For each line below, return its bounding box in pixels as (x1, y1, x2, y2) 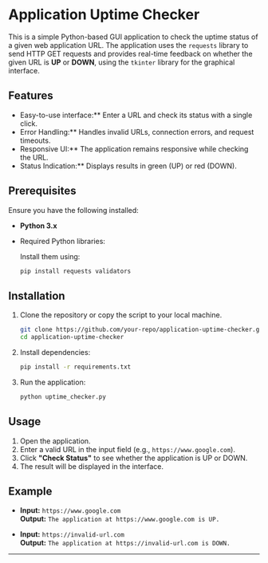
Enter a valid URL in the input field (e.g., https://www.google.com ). (19, 444, 235, 454)
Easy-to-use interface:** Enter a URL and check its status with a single (19, 110, 253, 120)
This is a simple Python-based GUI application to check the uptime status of (8, 32, 258, 41)
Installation (8, 289, 65, 302)
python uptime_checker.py (19, 392, 106, 400)
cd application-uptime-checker (19, 333, 124, 341)
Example (8, 484, 53, 498)
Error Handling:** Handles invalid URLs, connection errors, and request (19, 127, 254, 136)
